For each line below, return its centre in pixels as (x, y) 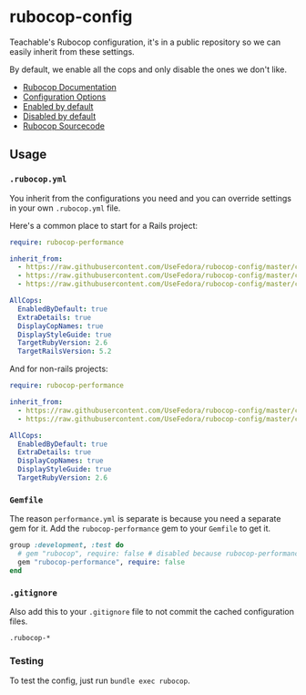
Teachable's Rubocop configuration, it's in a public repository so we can (145, 42)
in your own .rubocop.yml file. (65, 208)
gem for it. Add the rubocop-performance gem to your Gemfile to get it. (140, 529)
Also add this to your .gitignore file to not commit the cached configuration (152, 611)
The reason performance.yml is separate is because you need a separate (145, 519)
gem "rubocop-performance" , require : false (101, 562)
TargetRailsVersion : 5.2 (65, 352)
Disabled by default (59, 116)
